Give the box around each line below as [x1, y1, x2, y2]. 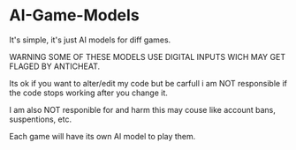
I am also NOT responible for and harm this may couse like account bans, [9, 104, 276, 115]
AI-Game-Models [9, 5, 140, 26]
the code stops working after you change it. [9, 87, 168, 98]
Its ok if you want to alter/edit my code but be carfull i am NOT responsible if [9, 78, 287, 88]
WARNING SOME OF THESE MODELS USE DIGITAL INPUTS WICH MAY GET [9, 51, 285, 62]
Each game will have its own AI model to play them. [9, 131, 196, 141]
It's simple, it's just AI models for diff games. [9, 34, 171, 45]
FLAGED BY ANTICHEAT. [9, 61, 100, 71]
